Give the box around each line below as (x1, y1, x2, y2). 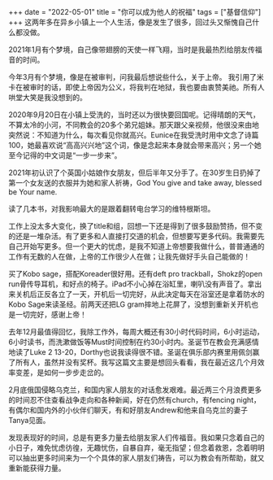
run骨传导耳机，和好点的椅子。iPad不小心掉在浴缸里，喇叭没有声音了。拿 (8, 279, 255, 289)
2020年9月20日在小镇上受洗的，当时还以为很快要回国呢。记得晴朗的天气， (8, 110, 260, 120)
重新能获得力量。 (8, 463, 66, 473)
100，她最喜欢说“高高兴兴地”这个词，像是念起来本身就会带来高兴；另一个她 (8, 141, 262, 150)
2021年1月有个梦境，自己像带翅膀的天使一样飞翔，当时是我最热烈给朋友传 (8, 45, 256, 55)
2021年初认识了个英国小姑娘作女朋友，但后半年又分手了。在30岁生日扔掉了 (8, 168, 262, 177)
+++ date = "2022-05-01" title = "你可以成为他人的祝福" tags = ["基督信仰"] (8, 7, 262, 16)
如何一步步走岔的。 (43, 368, 108, 377)
